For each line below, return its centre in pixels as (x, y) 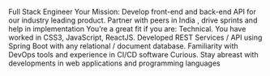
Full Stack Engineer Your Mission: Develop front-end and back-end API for (133, 12)
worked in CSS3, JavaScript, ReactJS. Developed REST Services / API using (135, 37)
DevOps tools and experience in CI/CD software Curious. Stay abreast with (133, 55)
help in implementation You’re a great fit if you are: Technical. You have (127, 29)
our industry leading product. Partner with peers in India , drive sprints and (133, 20)
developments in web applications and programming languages (114, 63)
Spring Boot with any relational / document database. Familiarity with (123, 46)
